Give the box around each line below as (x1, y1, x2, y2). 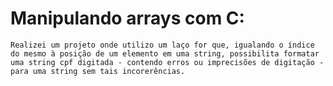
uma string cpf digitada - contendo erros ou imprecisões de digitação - (10, 57, 325, 67)
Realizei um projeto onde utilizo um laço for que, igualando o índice (10, 40, 315, 50)
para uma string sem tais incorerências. (10, 66, 186, 76)
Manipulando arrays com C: (10, 7, 245, 30)
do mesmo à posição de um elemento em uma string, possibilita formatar (10, 48, 320, 59)
